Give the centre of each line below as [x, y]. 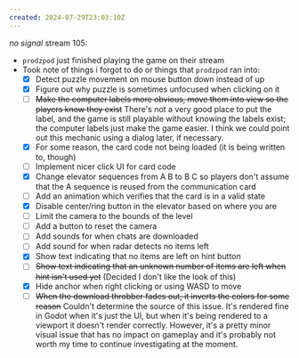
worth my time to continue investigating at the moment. [137, 344]
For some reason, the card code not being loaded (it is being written [160, 147]
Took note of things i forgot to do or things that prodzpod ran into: [141, 69]
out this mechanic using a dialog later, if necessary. [129, 137]
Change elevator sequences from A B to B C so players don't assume [162, 176]
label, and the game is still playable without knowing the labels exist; [161, 118]
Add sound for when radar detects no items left [122, 247]
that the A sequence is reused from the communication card [145, 187]
